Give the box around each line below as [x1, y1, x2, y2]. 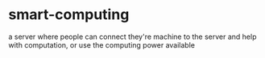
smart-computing [8, 6, 130, 24]
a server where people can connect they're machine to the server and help [8, 32, 257, 41]
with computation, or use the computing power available [8, 40, 196, 49]
